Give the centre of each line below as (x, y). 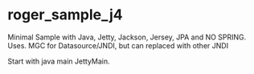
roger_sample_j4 (65, 15)
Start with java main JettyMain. (59, 61)
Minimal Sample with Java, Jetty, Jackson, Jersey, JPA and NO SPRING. (127, 37)
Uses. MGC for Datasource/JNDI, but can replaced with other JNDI (118, 45)
